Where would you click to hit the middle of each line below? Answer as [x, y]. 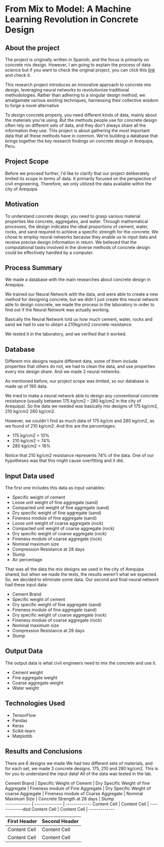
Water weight [25, 688]
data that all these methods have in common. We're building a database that [82, 136]
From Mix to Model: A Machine [68, 9]
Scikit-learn [24, 731]
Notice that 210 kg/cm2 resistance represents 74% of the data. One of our [80, 456]
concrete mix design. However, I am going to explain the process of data [78, 65]
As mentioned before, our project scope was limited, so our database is [77, 381]
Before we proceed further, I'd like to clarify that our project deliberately [77, 173]
